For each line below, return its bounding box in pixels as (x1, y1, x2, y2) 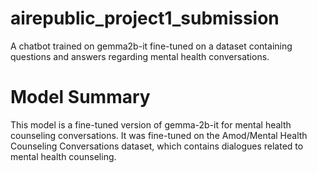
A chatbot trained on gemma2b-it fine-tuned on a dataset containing (10, 40, 293, 52)
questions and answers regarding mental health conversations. (10, 50, 270, 62)
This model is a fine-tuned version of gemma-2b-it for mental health (10, 118, 292, 131)
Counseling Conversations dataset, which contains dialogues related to (10, 140, 304, 152)
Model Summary (10, 86, 151, 109)
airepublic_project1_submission (10, 7, 280, 30)
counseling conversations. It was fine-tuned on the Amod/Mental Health (10, 129, 308, 141)
